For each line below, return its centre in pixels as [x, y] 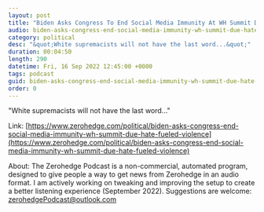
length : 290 [27, 60]
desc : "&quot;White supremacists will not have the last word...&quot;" [130, 45]
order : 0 [22, 88]
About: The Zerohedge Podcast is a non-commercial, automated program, [128, 166]
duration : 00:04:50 [40, 52]
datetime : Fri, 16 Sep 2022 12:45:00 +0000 [81, 67]
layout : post [29, 15]
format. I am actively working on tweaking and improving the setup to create [132, 183]
